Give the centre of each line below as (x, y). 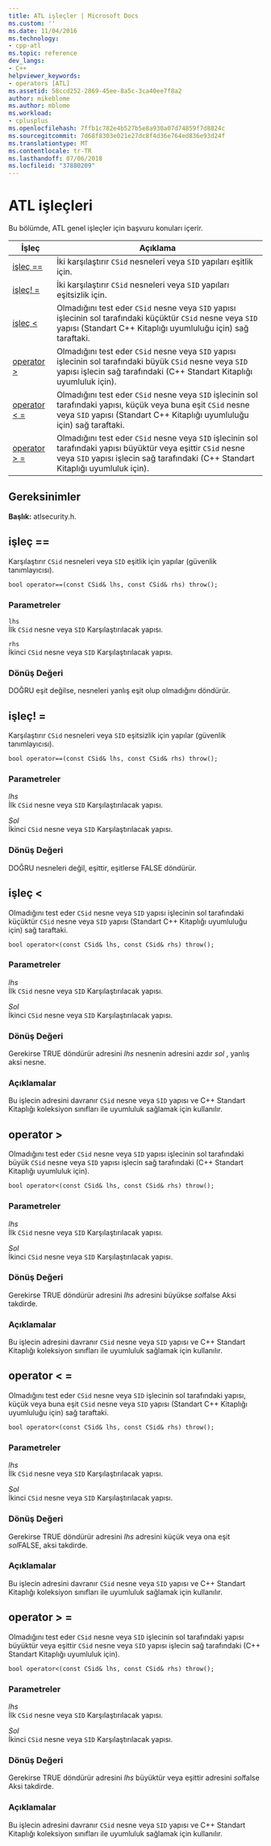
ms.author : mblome (39, 106)
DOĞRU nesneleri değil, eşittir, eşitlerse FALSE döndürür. (102, 867)
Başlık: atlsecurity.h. (42, 516)
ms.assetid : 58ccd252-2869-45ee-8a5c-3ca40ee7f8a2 (95, 91)
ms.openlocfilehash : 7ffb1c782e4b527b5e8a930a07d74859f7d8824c (117, 128)
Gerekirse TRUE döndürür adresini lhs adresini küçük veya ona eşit (119, 1536)
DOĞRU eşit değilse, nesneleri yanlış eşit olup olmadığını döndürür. (119, 691)
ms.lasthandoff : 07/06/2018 (56, 158)
